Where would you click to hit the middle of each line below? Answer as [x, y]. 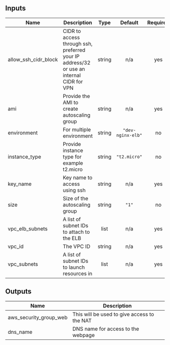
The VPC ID [76, 246]
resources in [77, 273]
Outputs [18, 292]
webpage [84, 335]
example [73, 163]
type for [72, 157]
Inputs [16, 8]
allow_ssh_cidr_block [33, 59]
